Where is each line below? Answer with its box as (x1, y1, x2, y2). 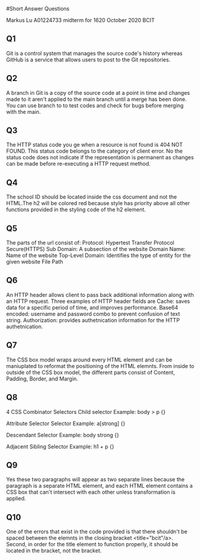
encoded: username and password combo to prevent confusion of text (6, 310, 180, 317)
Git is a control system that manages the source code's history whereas (6, 49, 183, 57)
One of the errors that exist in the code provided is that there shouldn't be (6, 528, 188, 536)
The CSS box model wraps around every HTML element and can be (6, 356, 173, 363)
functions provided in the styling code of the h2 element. (6, 206, 146, 214)
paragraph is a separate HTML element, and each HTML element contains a (6, 482, 193, 490)
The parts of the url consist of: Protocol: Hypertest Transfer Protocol (6, 239, 174, 246)
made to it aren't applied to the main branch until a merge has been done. (6, 95, 187, 103)
